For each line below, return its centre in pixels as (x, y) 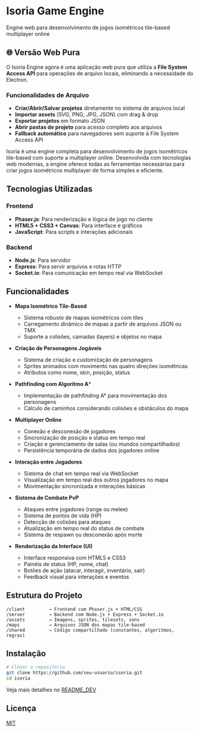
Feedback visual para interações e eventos (76, 576)
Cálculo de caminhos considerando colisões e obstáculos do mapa (106, 408)
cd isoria (18, 678)
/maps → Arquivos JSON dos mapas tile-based (76, 625)
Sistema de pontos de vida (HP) (63, 515)
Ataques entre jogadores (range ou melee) (76, 509)
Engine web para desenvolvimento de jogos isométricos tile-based (88, 27)
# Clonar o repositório (36, 667)
